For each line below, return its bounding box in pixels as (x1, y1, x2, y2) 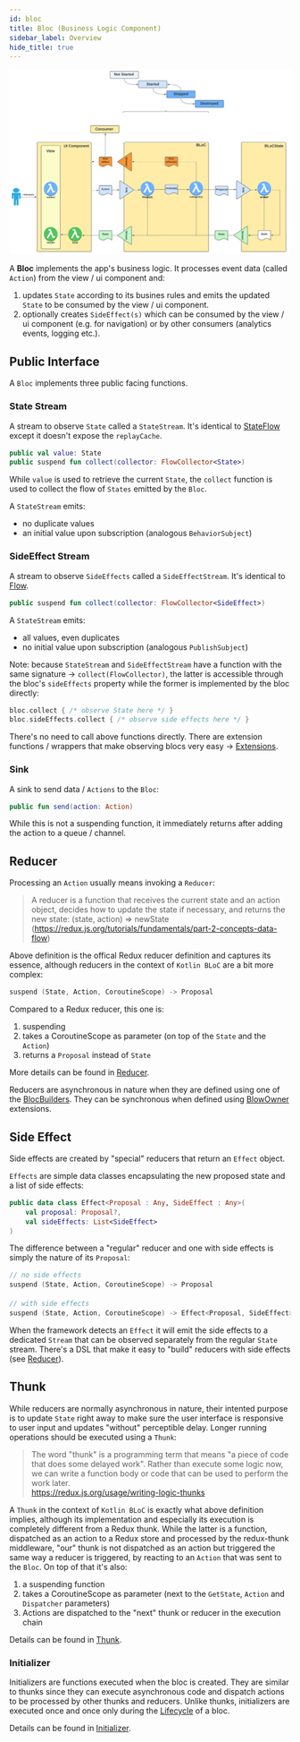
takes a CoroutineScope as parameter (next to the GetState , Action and (21, 1588, 286, 1599)
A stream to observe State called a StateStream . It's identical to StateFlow (9, 421, 281, 431)
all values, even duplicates (21, 632, 121, 643)
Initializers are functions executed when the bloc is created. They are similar (9, 1677, 290, 1687)
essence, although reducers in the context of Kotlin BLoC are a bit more (9, 960, 274, 970)
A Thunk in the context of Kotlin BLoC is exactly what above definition (9, 1504, 264, 1515)
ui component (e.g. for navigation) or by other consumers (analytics (21, 319, 272, 329)
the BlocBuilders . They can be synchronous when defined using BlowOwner (9, 1094, 290, 1105)
